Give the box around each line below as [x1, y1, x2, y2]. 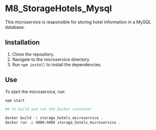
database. [5, 24, 25, 30]
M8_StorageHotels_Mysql [5, 3, 112, 14]
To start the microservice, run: [5, 89, 66, 94]
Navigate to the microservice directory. [12, 56, 91, 62]
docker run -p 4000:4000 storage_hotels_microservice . [5, 120, 121, 125]
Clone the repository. [12, 51, 54, 57]
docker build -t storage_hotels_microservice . [5, 115, 104, 121]
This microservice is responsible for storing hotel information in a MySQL [5, 19, 152, 25]
